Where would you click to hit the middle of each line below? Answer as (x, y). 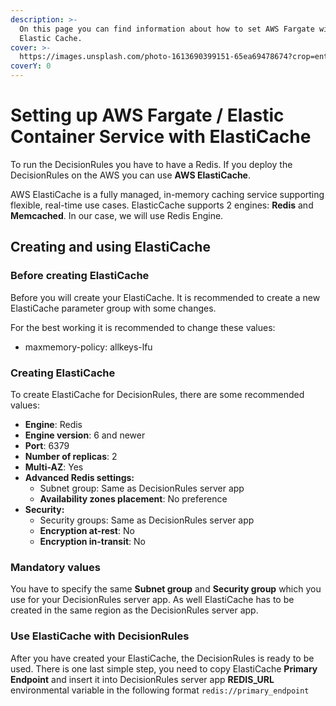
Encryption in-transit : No (92, 541)
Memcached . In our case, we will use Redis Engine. (117, 215)
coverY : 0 (31, 66)
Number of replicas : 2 (71, 456)
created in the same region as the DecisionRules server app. (134, 610)
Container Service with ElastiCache (161, 137)
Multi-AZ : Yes (54, 467)
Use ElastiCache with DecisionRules (100, 636)
